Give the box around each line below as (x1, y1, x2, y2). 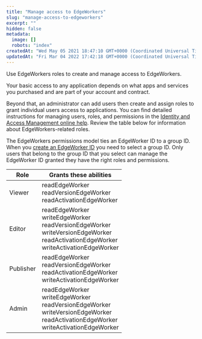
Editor (9, 224, 26, 232)
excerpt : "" (6, 20, 36, 26)
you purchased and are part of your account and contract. (6, 88, 150, 95)
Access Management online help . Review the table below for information (6, 119, 186, 126)
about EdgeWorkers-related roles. (6, 125, 90, 132)
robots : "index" (11, 43, 52, 49)
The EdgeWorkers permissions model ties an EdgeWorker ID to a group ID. (6, 137, 191, 145)
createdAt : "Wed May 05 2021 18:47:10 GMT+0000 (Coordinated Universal (6, 48, 189, 54)
